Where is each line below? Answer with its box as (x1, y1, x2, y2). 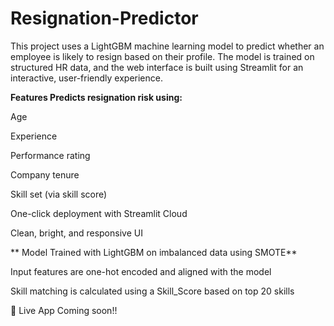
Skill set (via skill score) (10, 188, 108, 200)
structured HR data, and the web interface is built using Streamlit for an (10, 61, 304, 73)
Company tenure (10, 168, 80, 181)
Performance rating (10, 149, 91, 161)
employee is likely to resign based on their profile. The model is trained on (10, 50, 315, 62)
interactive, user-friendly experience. (10, 72, 163, 84)
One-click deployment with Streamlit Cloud (10, 207, 188, 219)
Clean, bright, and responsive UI (10, 227, 143, 239)
